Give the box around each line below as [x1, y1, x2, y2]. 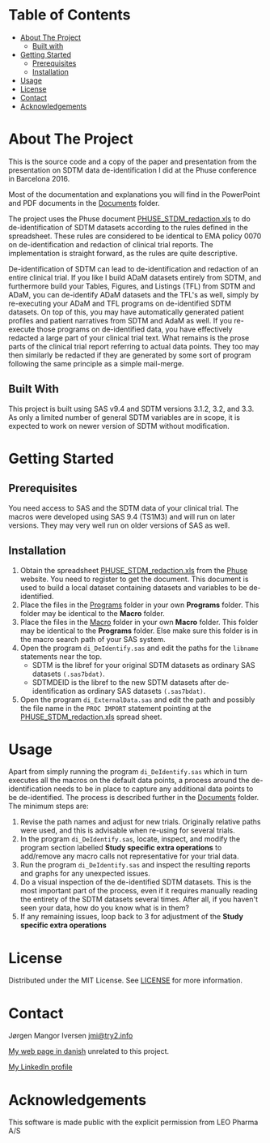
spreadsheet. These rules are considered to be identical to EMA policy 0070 [8, 231, 262, 241]
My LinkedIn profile [8, 1062, 73, 1072]
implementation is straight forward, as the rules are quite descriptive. [8, 248, 238, 258]
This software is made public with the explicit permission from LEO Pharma [8, 1117, 259, 1128]
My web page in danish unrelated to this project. [8, 1047, 170, 1056]
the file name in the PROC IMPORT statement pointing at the [19, 703, 212, 713]
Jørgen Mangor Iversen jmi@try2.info [8, 1031, 133, 1041]
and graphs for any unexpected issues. [19, 869, 151, 879]
